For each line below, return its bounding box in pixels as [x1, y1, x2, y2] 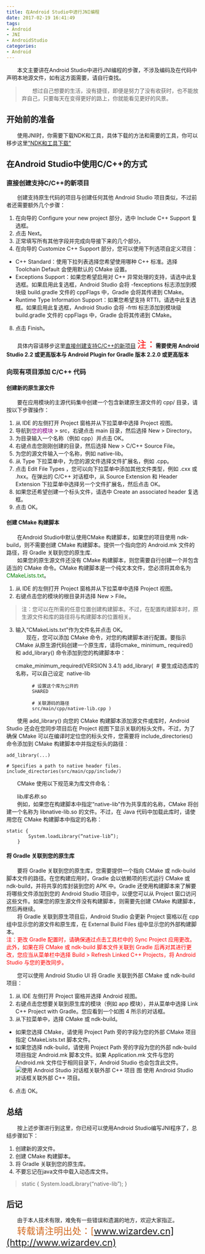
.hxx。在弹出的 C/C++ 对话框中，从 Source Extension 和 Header [15, 473, 178, 480]
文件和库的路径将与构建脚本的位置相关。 [32, 613, 135, 620]
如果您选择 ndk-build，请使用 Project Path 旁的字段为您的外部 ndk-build [15, 1044, 197, 1051]
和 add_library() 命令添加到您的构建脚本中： [15, 649, 126, 656]
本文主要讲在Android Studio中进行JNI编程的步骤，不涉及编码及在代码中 [17, 66, 198, 73]
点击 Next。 [15, 230, 45, 237]
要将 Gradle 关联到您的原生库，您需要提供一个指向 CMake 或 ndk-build [17, 867, 196, 874]
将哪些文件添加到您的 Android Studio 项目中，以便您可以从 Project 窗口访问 [6, 889, 197, 897]
